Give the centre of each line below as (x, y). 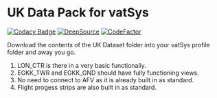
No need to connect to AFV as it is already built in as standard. (105, 79)
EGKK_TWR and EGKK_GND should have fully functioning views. (108, 73)
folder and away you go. (42, 52)
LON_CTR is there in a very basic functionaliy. (81, 65)
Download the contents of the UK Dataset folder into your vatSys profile (109, 45)
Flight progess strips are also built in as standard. (87, 87)
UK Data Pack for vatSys (78, 13)
